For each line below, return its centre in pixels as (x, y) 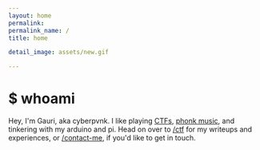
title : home (28, 38)
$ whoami (42, 99)
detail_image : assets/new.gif (59, 53)
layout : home (30, 16)
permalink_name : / (39, 30)
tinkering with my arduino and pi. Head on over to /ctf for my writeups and (130, 129)
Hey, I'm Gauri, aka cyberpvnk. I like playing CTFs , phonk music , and (122, 121)
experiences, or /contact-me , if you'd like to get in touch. (102, 138)
